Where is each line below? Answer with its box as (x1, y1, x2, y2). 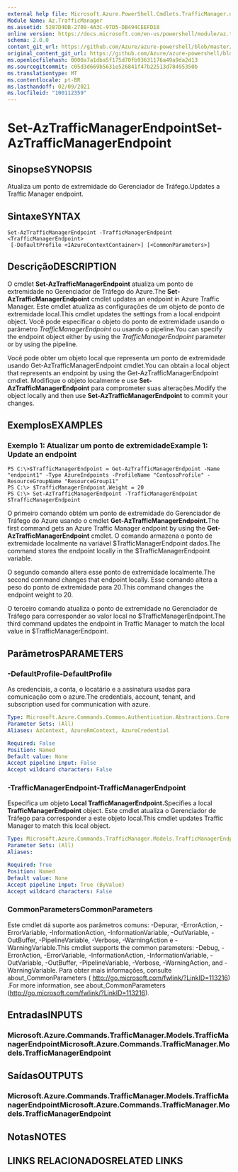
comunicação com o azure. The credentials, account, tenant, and (7, 692, 196, 701)
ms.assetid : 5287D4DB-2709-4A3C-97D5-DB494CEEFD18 (7, 23, 160, 31)
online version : (7, 30, 55, 38)
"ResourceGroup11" (64, 478, 119, 485)
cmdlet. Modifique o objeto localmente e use (7, 376, 138, 385)
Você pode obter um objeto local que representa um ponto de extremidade (7, 353, 226, 362)
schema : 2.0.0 (7, 37, 50, 44)
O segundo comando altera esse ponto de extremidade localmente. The (7, 568, 215, 577)
